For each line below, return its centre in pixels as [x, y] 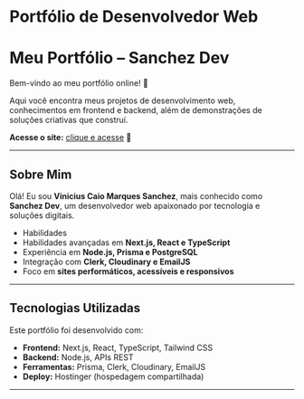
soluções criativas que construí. [69, 120]
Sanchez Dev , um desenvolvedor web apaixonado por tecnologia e [135, 205]
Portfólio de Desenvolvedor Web [134, 17]
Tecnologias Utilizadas [75, 308]
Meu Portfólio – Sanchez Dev [119, 58]
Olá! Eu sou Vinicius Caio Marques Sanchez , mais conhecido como [136, 195]
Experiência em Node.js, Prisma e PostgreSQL [110, 252]
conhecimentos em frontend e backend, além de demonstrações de [136, 110]
